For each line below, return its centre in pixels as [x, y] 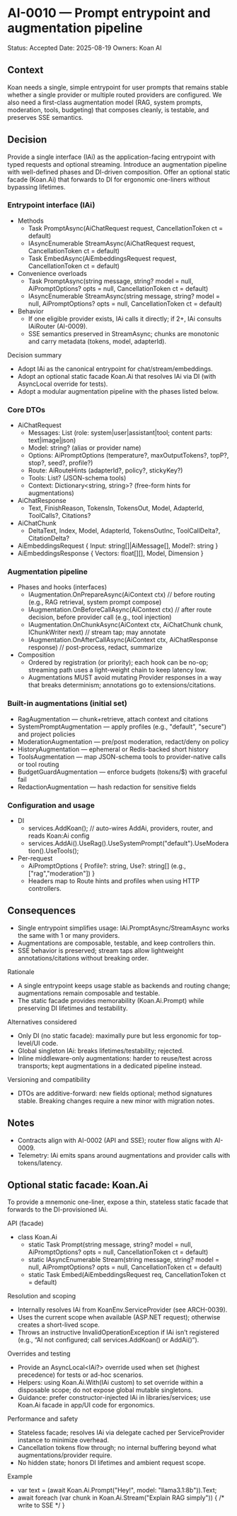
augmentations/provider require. [65, 1455]
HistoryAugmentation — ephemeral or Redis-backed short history [113, 749]
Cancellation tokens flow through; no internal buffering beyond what [117, 1448]
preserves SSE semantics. [45, 117]
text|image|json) [52, 441]
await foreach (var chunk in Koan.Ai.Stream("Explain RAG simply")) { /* [121, 1498]
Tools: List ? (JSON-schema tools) [77, 478]
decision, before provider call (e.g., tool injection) [100, 617]
